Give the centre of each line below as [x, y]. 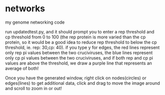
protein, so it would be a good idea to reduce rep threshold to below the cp [81, 42]
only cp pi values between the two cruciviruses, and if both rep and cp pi [79, 58]
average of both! [22, 68]
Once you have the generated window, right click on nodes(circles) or [76, 78]
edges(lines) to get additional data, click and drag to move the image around [82, 83]
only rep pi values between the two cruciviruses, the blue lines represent [79, 53]
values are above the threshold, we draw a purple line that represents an [79, 63]
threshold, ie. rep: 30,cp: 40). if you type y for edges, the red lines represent [82, 47]
